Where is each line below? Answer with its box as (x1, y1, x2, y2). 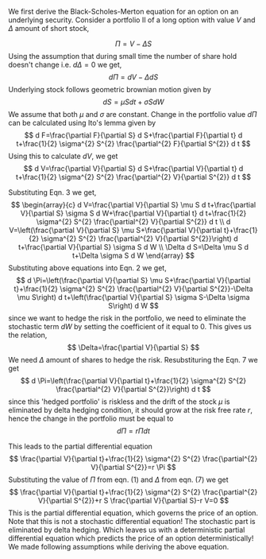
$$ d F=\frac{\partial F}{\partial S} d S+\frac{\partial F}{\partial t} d (24, 130, 243, 140)
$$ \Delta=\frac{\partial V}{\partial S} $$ (67, 343, 200, 352)
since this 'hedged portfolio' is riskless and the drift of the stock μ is (8, 397, 230, 406)
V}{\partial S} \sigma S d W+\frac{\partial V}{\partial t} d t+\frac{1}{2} (20, 208, 247, 218)
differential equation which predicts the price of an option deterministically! (8, 534, 254, 543)
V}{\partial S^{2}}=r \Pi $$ (91, 463, 176, 472)
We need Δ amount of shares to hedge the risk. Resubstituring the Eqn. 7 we (8, 355, 258, 364)
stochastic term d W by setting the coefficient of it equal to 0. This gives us (8, 322, 252, 331)
